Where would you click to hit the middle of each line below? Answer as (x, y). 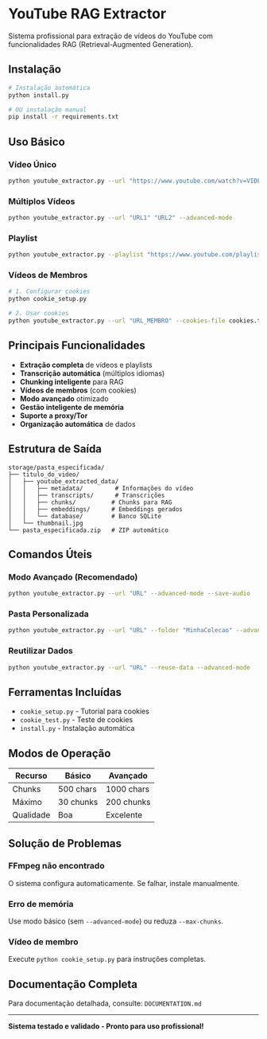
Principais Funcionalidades (77, 346)
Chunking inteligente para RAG (72, 381)
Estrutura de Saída (55, 449)
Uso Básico (37, 141)
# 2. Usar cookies (39, 314)
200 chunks (128, 803)
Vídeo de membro (43, 942)
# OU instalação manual (48, 109)
